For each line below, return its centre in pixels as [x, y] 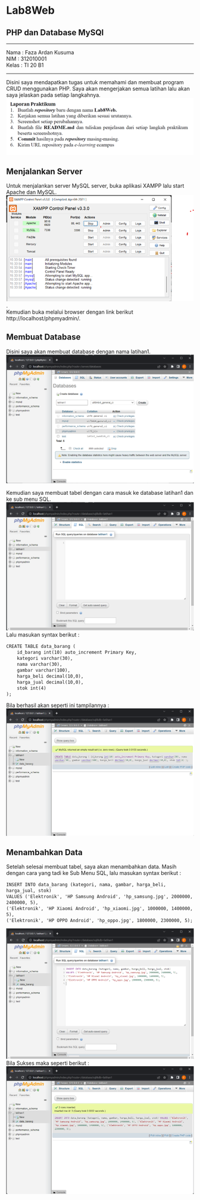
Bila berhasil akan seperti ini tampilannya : [58, 705]
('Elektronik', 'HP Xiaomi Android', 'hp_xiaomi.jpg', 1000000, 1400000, [100, 909]
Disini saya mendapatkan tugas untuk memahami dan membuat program [95, 82]
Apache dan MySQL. [32, 192]
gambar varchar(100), [43, 670]
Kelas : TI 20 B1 [25, 65]
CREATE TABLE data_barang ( [41, 646]
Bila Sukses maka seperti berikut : [48, 1063]
